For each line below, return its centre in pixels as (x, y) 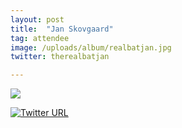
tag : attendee (40, 38)
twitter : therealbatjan (60, 57)
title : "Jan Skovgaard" (62, 29)
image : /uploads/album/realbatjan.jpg (91, 47)
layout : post (37, 19)
